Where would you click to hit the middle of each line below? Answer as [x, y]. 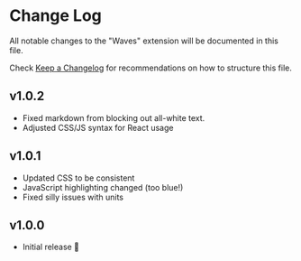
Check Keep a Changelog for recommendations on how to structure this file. [151, 68]
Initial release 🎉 [50, 247]
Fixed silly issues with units [73, 197]
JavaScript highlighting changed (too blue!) [103, 187]
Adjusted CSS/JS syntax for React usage [98, 127]
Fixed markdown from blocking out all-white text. [114, 117]
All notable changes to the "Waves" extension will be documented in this [144, 41]
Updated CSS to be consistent [78, 178]
